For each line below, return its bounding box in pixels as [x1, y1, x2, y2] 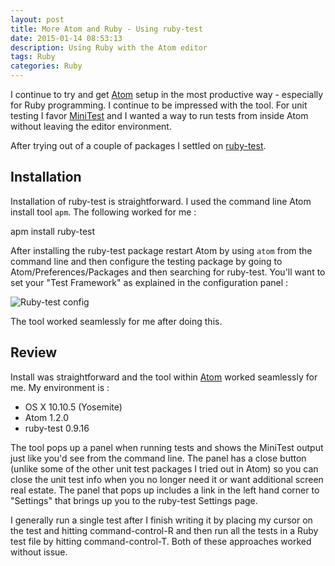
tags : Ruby [10, 52, 56, 62]
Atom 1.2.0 [24, 411, 69, 423]
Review [10, 344, 58, 361]
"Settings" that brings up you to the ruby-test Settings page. [10, 494, 258, 506]
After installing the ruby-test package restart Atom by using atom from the [10, 244, 313, 256]
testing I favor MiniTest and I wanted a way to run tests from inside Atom [10, 110, 309, 121]
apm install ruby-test [10, 225, 96, 237]
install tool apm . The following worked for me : [10, 206, 197, 218]
